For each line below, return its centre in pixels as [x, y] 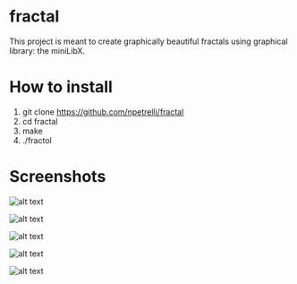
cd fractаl [40, 121]
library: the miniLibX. [47, 50]
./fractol [37, 140]
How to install [61, 87]
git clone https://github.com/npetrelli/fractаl [103, 112]
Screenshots [58, 177]
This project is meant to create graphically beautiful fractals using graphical [148, 41]
